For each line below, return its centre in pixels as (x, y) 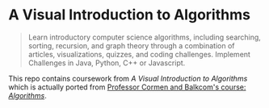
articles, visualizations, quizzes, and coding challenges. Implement (139, 54)
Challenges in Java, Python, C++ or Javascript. (107, 63)
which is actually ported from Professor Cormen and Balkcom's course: (127, 87)
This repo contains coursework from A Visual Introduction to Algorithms (128, 78)
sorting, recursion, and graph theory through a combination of (131, 45)
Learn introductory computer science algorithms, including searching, (144, 37)
